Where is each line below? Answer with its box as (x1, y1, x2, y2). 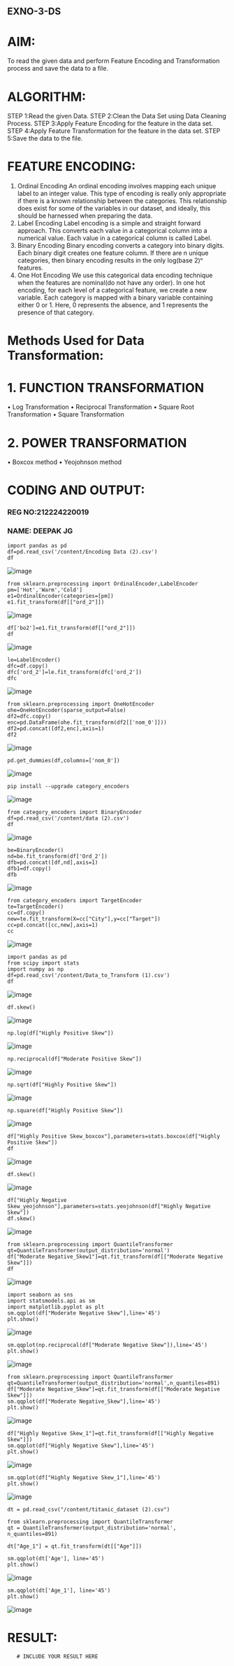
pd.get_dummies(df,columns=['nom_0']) (7, 757, 120, 764)
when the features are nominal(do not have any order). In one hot (17, 279, 205, 287)
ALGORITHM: (7, 89, 86, 104)
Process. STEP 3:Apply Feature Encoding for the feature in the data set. (7, 119, 213, 128)
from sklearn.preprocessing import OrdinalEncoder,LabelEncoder (7, 580, 198, 587)
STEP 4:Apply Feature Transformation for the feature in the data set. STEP (7, 127, 221, 135)
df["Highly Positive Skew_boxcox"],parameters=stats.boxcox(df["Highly (7, 1133, 220, 1140)
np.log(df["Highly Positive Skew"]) (7, 1029, 114, 1037)
